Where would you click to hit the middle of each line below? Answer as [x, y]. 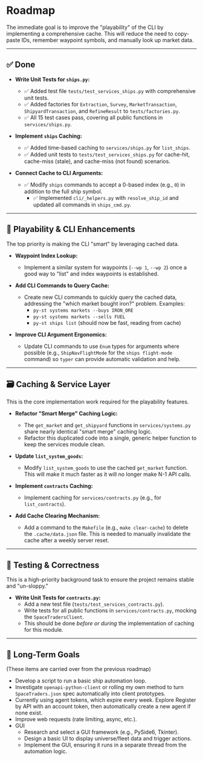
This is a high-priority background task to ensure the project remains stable [100, 580]
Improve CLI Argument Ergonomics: [61, 334]
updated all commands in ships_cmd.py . [82, 204]
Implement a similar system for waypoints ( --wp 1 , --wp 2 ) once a [105, 267]
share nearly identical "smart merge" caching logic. [88, 432]
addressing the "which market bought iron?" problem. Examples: [105, 303]
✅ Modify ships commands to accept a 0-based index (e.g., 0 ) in [105, 184]
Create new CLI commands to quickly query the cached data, [100, 297]
